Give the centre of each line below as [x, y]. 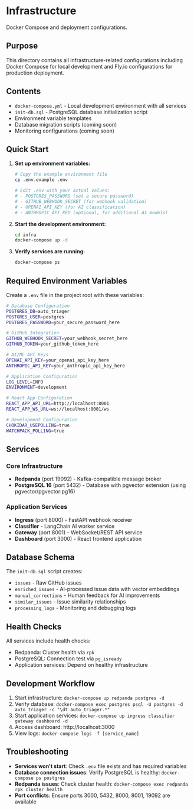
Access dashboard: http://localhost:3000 [65, 727]
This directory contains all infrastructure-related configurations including [94, 60]
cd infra [25, 235]
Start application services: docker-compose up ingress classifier [95, 715]
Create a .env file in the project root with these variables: [75, 295]
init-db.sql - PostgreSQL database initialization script [81, 112]
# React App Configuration [39, 398]
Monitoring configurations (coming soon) [65, 131]
